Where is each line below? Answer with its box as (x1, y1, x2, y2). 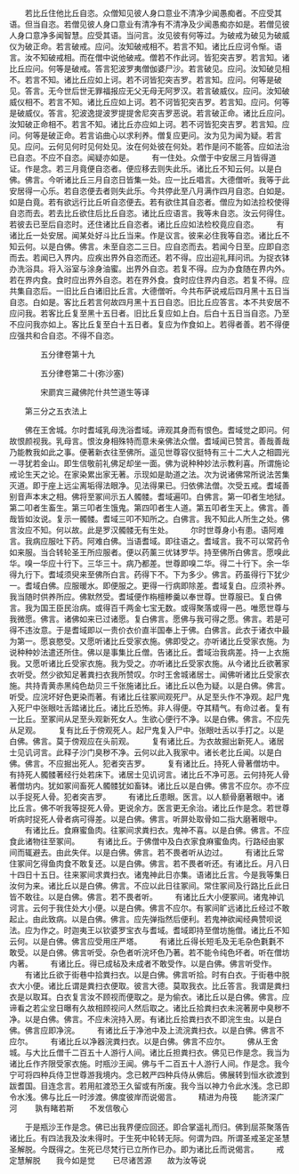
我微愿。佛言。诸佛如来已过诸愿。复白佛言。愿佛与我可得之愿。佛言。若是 (9, 614, 282, 624)
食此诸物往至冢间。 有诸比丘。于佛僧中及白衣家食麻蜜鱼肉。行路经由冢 (9, 836, 285, 847)
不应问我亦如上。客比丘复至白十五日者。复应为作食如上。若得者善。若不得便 (9, 319, 290, 329)
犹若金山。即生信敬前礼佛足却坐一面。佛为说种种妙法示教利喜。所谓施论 (24, 458, 290, 469)
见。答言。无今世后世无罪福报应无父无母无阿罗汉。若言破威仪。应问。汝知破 (9, 85, 290, 96)
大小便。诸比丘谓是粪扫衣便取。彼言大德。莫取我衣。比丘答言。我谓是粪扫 (16, 981, 290, 991)
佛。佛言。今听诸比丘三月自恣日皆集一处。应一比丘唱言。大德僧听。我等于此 (9, 174, 290, 185)
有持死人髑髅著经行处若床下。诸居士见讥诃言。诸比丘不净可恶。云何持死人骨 (9, 769, 290, 780)
